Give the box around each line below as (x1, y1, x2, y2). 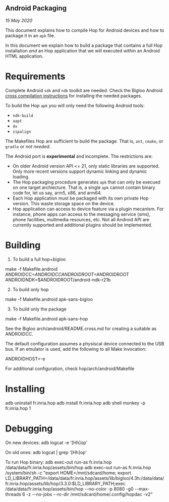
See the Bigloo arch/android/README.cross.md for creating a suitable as (5, 325, 157, 332)
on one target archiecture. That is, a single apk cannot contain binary (12, 184, 155, 191)
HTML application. (5, 53, 44, 59)
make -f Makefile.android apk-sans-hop (5, 316, 88, 322)
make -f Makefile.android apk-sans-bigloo (5, 296, 93, 302)
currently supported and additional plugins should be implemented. (12, 222, 152, 228)
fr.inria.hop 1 (5, 405, 31, 411)
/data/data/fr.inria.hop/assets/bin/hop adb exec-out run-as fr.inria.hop (5, 464, 151, 470)
